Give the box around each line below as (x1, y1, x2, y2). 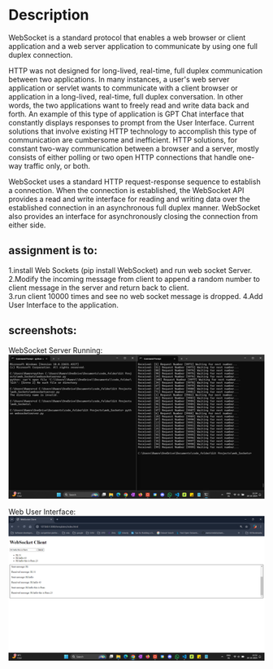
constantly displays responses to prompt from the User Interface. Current (8, 117, 254, 127)
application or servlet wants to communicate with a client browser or (8, 83, 238, 93)
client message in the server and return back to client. (8, 283, 189, 293)
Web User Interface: (8, 507, 76, 517)
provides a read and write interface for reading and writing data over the (8, 194, 250, 204)
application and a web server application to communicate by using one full (8, 41, 258, 51)
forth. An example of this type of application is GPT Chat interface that (8, 108, 245, 119)
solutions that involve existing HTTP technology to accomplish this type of (8, 126, 258, 136)
